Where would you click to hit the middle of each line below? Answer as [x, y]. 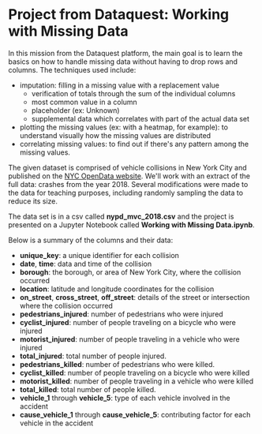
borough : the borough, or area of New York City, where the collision [130, 272]
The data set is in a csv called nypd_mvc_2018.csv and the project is [121, 216]
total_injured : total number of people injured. [93, 356]
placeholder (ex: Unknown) [75, 110]
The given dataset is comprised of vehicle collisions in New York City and [127, 167]
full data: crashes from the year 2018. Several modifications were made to [128, 184]
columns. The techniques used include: [72, 69]
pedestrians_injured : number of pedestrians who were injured [121, 314]
